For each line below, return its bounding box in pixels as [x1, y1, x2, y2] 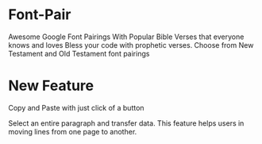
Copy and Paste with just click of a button [8, 103, 144, 112]
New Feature [8, 77, 94, 95]
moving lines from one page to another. [8, 126, 137, 136]
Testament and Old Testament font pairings [8, 49, 150, 58]
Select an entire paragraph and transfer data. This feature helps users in [8, 118, 245, 128]
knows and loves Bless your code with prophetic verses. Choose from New [8, 40, 254, 49]
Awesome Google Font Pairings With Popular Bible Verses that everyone [8, 32, 245, 41]
